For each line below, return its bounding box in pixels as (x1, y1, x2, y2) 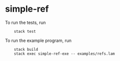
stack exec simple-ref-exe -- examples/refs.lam (14, 51, 115, 56)
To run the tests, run (5, 20, 46, 25)
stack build (14, 47, 38, 52)
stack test (14, 29, 36, 34)
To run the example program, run (5, 38, 72, 43)
